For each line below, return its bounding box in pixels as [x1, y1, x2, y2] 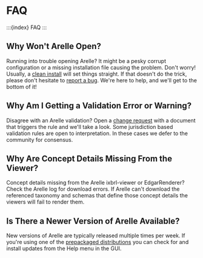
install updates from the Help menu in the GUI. [6, 245, 122, 252]
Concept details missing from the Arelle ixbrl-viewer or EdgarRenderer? [6, 179, 185, 187]
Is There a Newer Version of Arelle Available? [6, 216, 180, 226]
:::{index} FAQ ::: [6, 24, 47, 31]
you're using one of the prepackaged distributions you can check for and [6, 239, 189, 246]
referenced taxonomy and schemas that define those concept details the [6, 192, 188, 199]
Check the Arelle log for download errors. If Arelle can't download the [6, 185, 180, 193]
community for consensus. [6, 136, 73, 143]
